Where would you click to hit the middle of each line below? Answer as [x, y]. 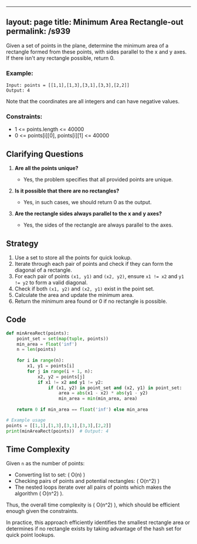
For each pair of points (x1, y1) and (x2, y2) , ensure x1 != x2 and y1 [99, 276]
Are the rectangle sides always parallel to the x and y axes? [88, 214]
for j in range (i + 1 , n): [60, 371]
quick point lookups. [31, 535]
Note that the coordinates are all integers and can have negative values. [93, 102]
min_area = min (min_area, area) [98, 399]
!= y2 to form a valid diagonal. [51, 283]
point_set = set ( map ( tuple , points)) [63, 339]
